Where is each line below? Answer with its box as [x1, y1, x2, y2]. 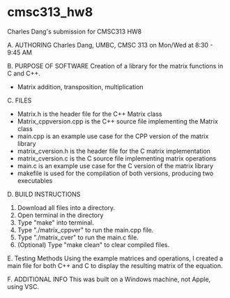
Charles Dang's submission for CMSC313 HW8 [7, 27, 141, 36]
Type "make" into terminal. [17, 218, 94, 227]
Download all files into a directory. [17, 203, 116, 211]
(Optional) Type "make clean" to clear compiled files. [17, 240, 169, 248]
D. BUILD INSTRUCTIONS [7, 190, 81, 198]
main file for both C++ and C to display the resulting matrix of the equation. [7, 261, 223, 269]
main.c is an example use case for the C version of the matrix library [17, 161, 214, 170]
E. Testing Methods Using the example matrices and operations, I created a [7, 254, 223, 262]
